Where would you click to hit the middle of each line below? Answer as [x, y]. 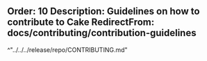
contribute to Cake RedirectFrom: [81, 23]
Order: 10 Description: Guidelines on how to [104, 11]
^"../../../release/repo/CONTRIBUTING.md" [67, 50]
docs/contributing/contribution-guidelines [102, 33]
